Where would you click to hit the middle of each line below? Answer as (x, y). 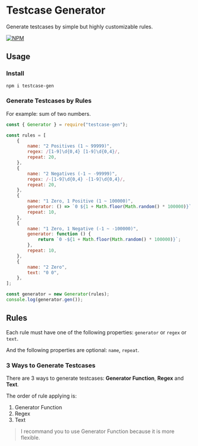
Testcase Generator (56, 10)
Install (15, 73)
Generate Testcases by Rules (49, 101)
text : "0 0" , (43, 272)
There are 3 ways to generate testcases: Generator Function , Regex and (95, 378)
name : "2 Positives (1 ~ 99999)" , (70, 146)
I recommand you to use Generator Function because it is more (98, 431)
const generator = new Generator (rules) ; (58, 294)
